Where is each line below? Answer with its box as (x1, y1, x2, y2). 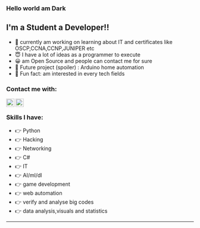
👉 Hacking (14, 136, 43, 143)
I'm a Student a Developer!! (6, 23, 110, 33)
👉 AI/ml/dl (14, 171, 42, 179)
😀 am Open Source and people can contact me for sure (14, 57, 153, 64)
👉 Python (14, 127, 40, 135)
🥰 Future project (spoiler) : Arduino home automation (14, 64, 145, 71)
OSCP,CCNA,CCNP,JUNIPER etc (14, 45, 95, 52)
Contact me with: (6, 85, 57, 93)
